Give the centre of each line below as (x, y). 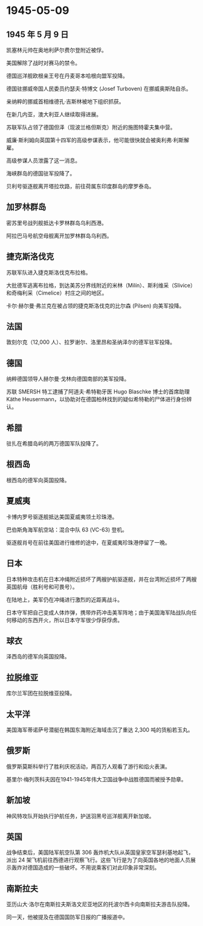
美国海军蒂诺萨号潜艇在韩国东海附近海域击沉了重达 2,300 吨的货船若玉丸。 (100, 729)
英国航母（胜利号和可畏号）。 (42, 586)
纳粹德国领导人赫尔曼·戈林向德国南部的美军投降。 (68, 379)
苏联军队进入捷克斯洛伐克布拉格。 (49, 272)
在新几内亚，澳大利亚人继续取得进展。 (54, 114)
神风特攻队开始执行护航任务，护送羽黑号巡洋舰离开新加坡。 (80, 816)
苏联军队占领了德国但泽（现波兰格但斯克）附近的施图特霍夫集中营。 (91, 127)
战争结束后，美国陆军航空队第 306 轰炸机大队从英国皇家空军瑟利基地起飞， (100, 852)
